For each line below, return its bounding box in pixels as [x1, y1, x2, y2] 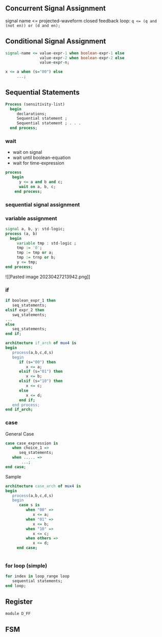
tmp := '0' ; [16, 245, 42, 251]
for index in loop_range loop [5, 574, 70, 579]
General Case [5, 430, 34, 437]
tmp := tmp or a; [16, 250, 54, 255]
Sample [5, 473, 21, 480]
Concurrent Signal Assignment [5, 4, 106, 13]
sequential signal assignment [5, 201, 80, 208]
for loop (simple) [5, 562, 48, 569]
